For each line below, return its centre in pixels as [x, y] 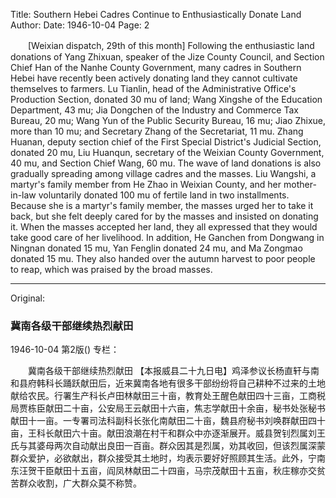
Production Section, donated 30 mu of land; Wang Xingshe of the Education [166, 99]
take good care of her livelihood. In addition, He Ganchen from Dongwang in [167, 237]
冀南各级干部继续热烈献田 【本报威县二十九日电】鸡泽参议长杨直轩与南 [173, 371]
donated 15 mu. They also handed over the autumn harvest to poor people [163, 258]
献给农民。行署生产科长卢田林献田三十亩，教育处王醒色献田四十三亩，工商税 [168, 396]
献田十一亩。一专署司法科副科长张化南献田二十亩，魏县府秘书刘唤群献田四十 [168, 421]
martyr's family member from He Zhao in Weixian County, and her [146, 184]
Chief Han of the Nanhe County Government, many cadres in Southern [156, 67]
